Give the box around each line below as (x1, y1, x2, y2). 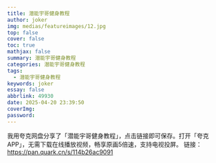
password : (7, 112, 36, 118)
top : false (7, 29, 39, 36)
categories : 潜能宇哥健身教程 (7, 61, 86, 68)
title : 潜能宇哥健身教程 (7, 10, 70, 17)
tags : (7, 67, 23, 74)
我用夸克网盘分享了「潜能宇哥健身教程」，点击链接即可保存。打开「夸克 (7, 131, 209, 140)
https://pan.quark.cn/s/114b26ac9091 (7, 148, 114, 156)
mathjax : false (7, 49, 51, 55)
